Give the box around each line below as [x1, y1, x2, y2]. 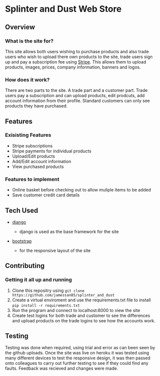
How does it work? [5, 76, 50, 83]
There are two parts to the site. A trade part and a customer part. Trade [5, 87, 148, 93]
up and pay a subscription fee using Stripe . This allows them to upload [5, 59, 146, 64]
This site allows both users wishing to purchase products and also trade [5, 48, 149, 54]
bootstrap [12, 238, 32, 244]
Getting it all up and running [5, 276, 72, 283]
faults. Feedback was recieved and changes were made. [5, 365, 118, 372]
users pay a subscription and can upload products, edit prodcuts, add [5, 93, 145, 99]
